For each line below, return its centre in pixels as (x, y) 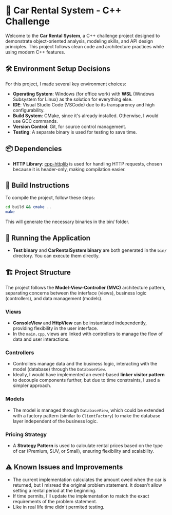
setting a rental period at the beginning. (54, 490)
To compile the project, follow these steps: (50, 198)
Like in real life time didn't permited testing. (59, 507)
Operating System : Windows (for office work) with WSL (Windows (83, 94)
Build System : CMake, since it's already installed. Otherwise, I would (85, 116)
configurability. (28, 110)
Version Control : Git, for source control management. (70, 126)
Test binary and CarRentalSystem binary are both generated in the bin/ (90, 250)
